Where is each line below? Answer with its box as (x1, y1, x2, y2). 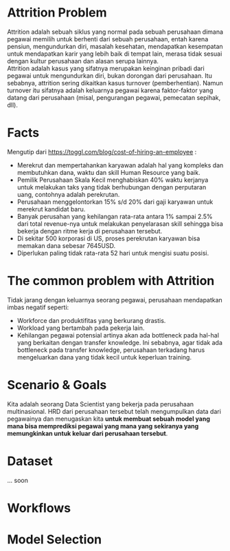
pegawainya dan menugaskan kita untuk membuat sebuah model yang (7, 415, 211, 423)
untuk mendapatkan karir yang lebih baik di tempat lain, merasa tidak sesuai (7, 50, 222, 58)
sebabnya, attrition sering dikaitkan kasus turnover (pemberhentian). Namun (7, 79, 223, 87)
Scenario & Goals (7, 377, 107, 393)
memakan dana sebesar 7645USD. (16, 241, 116, 249)
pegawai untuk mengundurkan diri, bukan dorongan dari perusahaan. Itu (7, 71, 213, 80)
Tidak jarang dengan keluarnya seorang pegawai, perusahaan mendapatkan (7, 295, 223, 304)
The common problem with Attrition (7, 273, 215, 289)
